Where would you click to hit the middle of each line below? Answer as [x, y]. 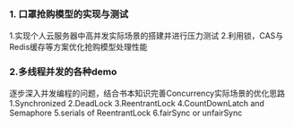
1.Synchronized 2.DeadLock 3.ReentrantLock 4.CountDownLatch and [137, 103]
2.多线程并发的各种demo [63, 72]
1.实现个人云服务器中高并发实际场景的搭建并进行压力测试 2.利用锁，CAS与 [147, 35]
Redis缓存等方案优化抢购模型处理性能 [78, 47]
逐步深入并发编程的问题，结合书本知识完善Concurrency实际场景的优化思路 [147, 93]
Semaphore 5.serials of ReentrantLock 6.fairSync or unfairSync [126, 113]
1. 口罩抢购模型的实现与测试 [69, 14]
